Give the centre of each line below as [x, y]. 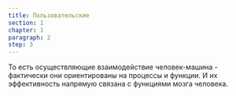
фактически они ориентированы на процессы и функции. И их [113, 76]
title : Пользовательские [49, 15]
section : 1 [26, 23]
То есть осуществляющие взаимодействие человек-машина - [113, 67]
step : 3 [21, 45]
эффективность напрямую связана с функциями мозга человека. [118, 84]
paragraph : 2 [29, 37]
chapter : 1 [26, 30]
